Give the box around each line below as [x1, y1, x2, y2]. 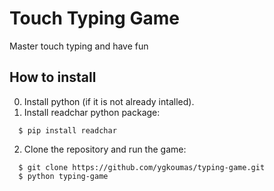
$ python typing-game [18, 171, 109, 181]
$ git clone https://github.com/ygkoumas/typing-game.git [18, 162, 266, 172]
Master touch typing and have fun [9, 40, 149, 52]
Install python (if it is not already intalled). [23, 95, 195, 107]
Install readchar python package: [23, 106, 161, 118]
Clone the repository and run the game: [23, 143, 187, 155]
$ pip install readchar [18, 125, 117, 136]
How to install [9, 69, 97, 86]
